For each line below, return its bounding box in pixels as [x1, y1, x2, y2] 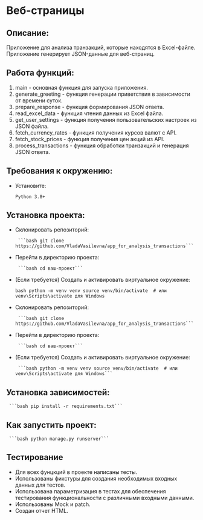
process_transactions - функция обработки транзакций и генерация [14, 142, 189, 149]
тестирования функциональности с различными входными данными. [14, 494, 195, 501]
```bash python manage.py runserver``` [8, 436, 110, 442]
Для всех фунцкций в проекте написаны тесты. [14, 468, 138, 476]
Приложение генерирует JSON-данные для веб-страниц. [6, 50, 155, 58]
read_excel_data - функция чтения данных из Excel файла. [14, 110, 164, 117]
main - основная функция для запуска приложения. [14, 84, 148, 91]
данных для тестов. [14, 481, 66, 488]
